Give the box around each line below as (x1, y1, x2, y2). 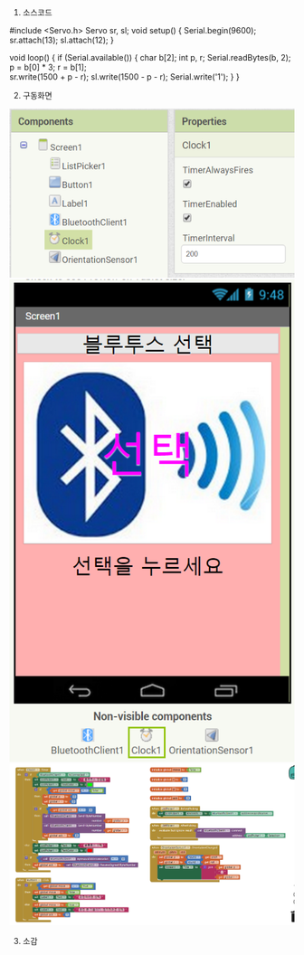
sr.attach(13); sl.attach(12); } (9, 34, 115, 45)
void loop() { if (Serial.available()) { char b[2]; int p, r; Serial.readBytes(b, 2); (9, 52, 291, 62)
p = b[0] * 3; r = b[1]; (9, 61, 88, 72)
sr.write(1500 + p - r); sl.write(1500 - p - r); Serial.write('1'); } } (9, 71, 240, 82)
